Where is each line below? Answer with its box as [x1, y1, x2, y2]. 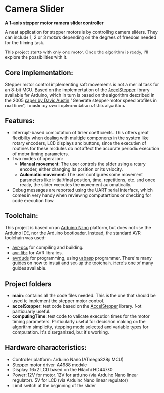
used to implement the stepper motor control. [12, 298, 105, 304]
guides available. [12, 265, 47, 271]
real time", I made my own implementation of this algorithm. [5, 102, 126, 108]
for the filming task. [5, 39, 45, 45]
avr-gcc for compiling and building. [12, 244, 83, 251]
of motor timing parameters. [12, 151, 69, 157]
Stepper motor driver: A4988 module [12, 362, 87, 367]
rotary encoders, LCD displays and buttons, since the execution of [12, 140, 146, 146]
